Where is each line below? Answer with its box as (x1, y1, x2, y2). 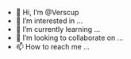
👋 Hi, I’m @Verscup (15, 8, 79, 17)
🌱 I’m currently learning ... (15, 25, 101, 33)
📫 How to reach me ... (15, 42, 90, 51)
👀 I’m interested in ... (15, 16, 83, 26)
